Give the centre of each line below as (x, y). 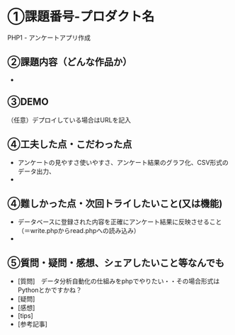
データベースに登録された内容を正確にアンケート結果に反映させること (120, 222)
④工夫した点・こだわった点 (70, 144)
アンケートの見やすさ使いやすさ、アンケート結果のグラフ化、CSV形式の (123, 163)
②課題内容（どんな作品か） (70, 62)
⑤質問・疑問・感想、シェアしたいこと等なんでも (116, 262)
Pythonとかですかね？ (50, 290)
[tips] (25, 316)
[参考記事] (33, 324)
